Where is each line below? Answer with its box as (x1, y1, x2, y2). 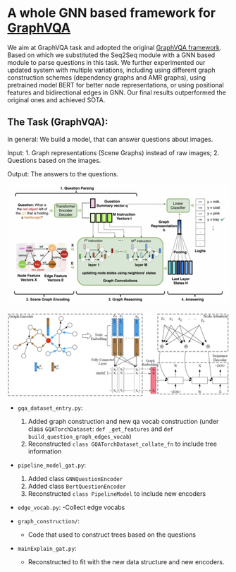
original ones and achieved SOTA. (7, 95, 106, 104)
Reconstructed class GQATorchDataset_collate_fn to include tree (27, 439, 217, 449)
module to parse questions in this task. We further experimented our (7, 58, 206, 66)
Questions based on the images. (7, 156, 101, 164)
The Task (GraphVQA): (7, 116, 108, 128)
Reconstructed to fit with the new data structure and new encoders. (27, 558, 225, 566)
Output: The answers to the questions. (7, 169, 119, 178)
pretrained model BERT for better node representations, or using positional (7, 80, 224, 89)
